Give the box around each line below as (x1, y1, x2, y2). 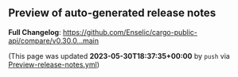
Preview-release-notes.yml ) (8, 60, 100, 69)
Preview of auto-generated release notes (8, 6, 217, 20)
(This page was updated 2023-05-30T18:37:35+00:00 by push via (8, 51, 231, 60)
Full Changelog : (8, 27, 61, 37)
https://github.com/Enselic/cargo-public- (62, 27, 197, 37)
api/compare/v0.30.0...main (8, 36, 99, 45)
